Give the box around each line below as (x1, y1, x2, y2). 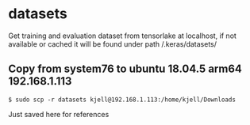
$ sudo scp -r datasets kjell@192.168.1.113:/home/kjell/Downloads (8, 96, 237, 104)
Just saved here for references (8, 109, 110, 119)
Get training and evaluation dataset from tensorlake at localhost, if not (8, 31, 237, 40)
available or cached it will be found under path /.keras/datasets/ (8, 39, 217, 48)
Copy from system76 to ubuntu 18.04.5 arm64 (8, 62, 242, 76)
